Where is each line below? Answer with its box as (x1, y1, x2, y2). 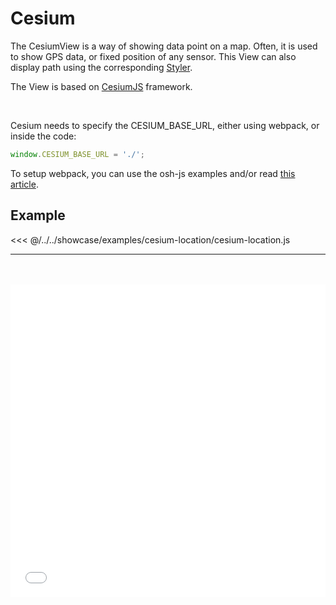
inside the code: (10, 130, 77, 142)
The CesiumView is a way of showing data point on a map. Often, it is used (10, 40, 318, 52)
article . (10, 178, 39, 190)
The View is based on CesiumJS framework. (10, 80, 193, 92)
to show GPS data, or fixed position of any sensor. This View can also (10, 50, 297, 62)
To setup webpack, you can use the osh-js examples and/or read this (10, 167, 296, 179)
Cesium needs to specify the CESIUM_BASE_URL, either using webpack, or (10, 119, 320, 131)
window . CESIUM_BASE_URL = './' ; (10, 149, 145, 159)
